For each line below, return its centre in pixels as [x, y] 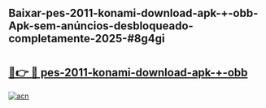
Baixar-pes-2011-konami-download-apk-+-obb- [133, 13]
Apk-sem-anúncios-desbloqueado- [101, 26]
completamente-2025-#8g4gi [87, 39]
